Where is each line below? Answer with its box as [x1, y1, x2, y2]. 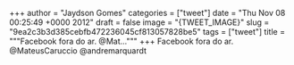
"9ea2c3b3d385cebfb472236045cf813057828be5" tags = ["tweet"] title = [9, 27, 286, 37]
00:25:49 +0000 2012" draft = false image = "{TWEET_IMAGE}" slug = [9, 17, 270, 28]
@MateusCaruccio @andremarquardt [9, 45, 147, 56]
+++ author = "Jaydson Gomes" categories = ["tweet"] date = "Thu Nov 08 [9, 8, 286, 18]
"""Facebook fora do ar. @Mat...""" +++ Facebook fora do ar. [9, 36, 234, 46]
